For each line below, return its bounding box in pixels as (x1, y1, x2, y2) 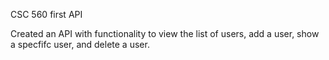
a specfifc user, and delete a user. (10, 39, 150, 50)
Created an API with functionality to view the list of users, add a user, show (10, 28, 320, 39)
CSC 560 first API (10, 9, 83, 20)
